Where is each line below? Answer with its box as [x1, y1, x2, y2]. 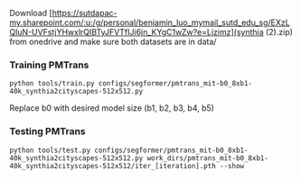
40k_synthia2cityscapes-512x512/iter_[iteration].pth [9, 161, 217, 170]
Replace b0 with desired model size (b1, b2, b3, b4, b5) [9, 103, 215, 113]
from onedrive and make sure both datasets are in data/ [9, 36, 217, 47]
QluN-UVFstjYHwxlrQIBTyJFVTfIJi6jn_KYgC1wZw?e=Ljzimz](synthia [9, 27, 264, 37]
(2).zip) [265, 27, 294, 37]
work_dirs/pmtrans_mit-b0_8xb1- [146, 153, 269, 163]
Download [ [9, 8, 52, 18]
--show [220, 161, 245, 170]
